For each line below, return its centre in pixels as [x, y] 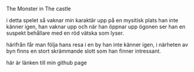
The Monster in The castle [39, 9]
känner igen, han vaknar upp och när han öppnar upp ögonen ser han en [96, 27]
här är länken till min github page [47, 63]
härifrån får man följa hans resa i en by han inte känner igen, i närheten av [97, 45]
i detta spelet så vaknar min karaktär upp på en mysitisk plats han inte [92, 20]
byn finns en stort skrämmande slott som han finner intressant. [84, 51]
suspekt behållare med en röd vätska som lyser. [65, 33]
